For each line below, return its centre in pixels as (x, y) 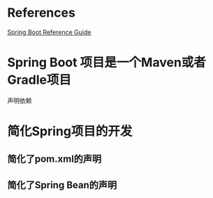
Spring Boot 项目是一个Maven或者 (106, 62)
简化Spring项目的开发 (70, 131)
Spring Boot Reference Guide (49, 32)
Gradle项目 (39, 80)
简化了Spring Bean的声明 (62, 185)
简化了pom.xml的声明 (54, 159)
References (41, 13)
